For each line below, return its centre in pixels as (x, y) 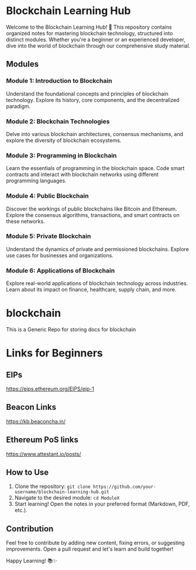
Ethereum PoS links (42, 440)
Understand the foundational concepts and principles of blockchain (87, 94)
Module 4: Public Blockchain (47, 196)
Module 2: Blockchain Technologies (58, 121)
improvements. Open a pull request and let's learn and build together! (90, 549)
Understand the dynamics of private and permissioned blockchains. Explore (97, 249)
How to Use (27, 472)
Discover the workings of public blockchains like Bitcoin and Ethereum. (92, 209)
